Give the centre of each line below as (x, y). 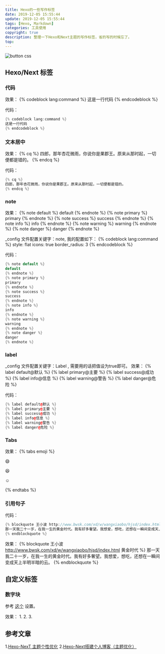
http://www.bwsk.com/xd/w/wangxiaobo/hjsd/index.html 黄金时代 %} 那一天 (82, 550)
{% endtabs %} (21, 490)
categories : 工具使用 (26, 28)
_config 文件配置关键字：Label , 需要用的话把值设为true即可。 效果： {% (78, 366)
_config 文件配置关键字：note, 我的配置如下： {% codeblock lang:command (82, 239)
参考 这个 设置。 (21, 606)
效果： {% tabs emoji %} (30, 451)
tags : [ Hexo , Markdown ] (29, 23)
